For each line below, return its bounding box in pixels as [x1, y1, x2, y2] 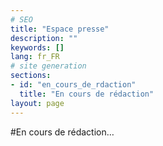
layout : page [10, 98, 65, 108]
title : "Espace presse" [10, 24, 110, 34]
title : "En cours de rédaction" [19, 89, 155, 99]
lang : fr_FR [10, 52, 60, 62]
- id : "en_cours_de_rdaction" [10, 80, 137, 90]
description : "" [10, 33, 78, 43]
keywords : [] [10, 42, 65, 53]
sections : [10, 71, 52, 81]
